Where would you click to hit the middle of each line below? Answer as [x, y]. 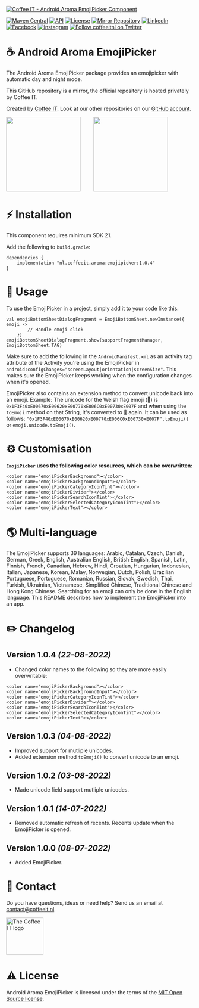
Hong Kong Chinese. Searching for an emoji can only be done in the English [99, 591]
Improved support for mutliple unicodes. [64, 750]
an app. [15, 604]
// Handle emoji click [56, 330]
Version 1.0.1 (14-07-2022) [56, 809]
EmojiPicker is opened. [43, 829]
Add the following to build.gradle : [48, 247]
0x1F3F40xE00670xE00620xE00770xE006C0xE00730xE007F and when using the [96, 406]
